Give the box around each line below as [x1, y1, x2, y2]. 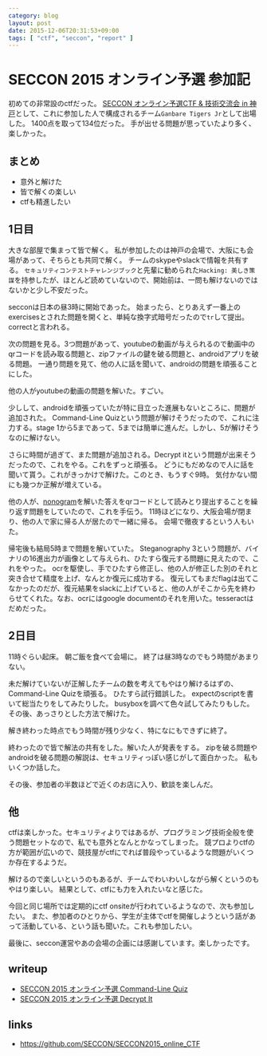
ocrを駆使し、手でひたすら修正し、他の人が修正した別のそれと [51, 564, 259, 573]
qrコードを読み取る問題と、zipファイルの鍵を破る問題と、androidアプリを [8, 349, 253, 358]
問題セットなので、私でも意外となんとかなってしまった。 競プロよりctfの [14, 837, 255, 847]
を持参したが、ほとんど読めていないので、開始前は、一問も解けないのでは [14, 275, 258, 284]
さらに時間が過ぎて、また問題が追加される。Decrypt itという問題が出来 [8, 449, 243, 459]
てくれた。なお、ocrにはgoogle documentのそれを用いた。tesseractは [22, 593, 254, 603]
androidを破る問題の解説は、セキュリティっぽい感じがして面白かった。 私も [8, 752, 258, 762]
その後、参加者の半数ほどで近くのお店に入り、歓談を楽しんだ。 [8, 779, 218, 789]
